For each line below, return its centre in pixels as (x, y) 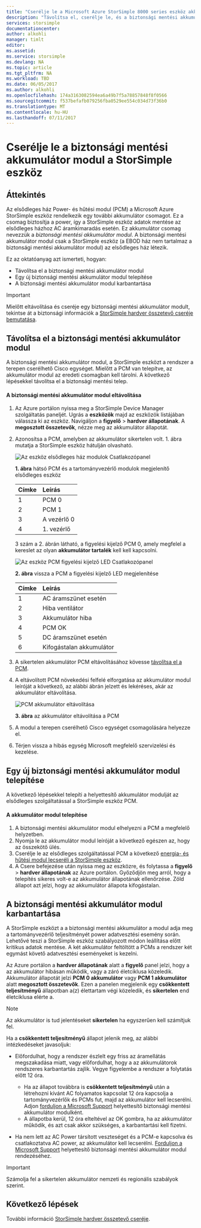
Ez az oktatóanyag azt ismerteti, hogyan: (56, 259)
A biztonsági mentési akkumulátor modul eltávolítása (74, 395)
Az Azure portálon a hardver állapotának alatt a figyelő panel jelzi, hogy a (98, 965)
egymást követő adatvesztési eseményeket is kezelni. (72, 953)
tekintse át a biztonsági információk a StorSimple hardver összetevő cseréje (100, 313)
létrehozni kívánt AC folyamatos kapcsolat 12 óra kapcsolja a (98, 1093)
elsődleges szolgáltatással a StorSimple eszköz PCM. (72, 801)
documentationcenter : (33, 28)
